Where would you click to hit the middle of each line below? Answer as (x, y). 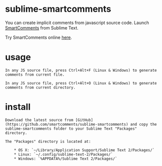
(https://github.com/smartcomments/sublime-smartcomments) (67, 124)
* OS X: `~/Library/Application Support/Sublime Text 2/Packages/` (84, 150)
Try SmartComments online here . (39, 37)
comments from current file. (35, 75)
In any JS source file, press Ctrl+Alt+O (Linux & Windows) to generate (81, 83)
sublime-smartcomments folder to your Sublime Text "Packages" (71, 129)
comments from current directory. (40, 87)
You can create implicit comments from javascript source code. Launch (77, 23)
